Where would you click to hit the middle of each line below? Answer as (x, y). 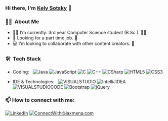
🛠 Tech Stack (23, 59)
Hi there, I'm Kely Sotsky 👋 (38, 8)
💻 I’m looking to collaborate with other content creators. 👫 (74, 44)
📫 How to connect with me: (40, 100)
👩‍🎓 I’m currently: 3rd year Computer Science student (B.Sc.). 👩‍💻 (79, 33)
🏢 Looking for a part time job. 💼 (45, 38)
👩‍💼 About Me (22, 21)
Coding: (21, 72)
